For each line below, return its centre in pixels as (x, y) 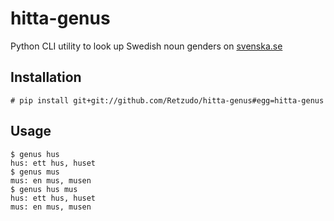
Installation (46, 77)
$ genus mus (35, 172)
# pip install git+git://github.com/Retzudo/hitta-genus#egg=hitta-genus (167, 100)
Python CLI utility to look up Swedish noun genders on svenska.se (146, 46)
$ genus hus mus (44, 189)
